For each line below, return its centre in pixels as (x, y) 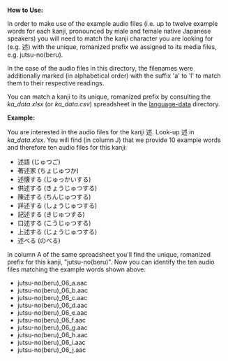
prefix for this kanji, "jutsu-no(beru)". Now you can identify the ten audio (111, 262)
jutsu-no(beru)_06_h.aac (53, 335)
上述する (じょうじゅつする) (57, 232)
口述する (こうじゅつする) (54, 223)
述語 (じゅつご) (39, 162)
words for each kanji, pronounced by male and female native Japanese (109, 31)
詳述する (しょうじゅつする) (57, 205)
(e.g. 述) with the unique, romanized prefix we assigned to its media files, (112, 47)
